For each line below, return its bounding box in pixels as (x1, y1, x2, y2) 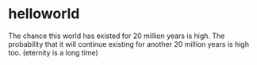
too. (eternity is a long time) (8, 48, 99, 57)
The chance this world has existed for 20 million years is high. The (8, 31, 225, 40)
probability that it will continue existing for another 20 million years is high (8, 39, 250, 48)
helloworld (8, 5, 80, 23)
